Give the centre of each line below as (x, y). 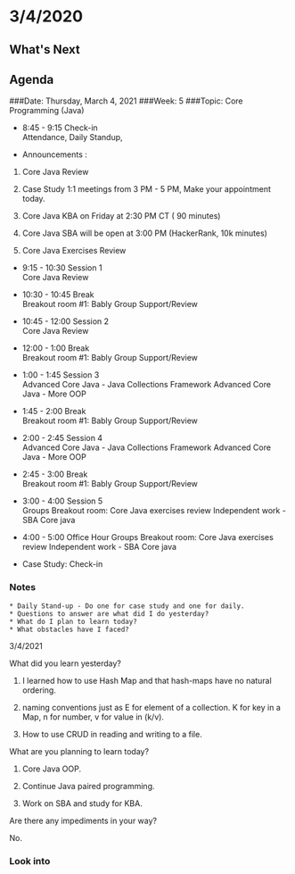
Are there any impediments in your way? (83, 820)
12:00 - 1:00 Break (56, 348)
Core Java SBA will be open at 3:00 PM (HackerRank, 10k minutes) (144, 233)
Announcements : (54, 154)
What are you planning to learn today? (79, 751)
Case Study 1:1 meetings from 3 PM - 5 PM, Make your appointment (147, 189)
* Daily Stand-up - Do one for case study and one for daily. (127, 606)
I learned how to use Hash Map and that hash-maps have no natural (147, 680)
